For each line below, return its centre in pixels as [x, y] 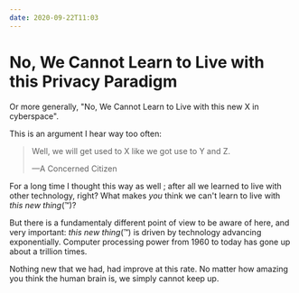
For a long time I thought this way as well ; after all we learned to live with [145, 186]
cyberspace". [34, 116]
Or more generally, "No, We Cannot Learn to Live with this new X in [134, 106]
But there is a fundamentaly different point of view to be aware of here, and [149, 223]
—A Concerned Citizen [74, 169]
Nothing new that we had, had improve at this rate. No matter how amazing [149, 269]
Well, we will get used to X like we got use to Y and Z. [131, 151]
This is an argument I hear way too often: [86, 133]
